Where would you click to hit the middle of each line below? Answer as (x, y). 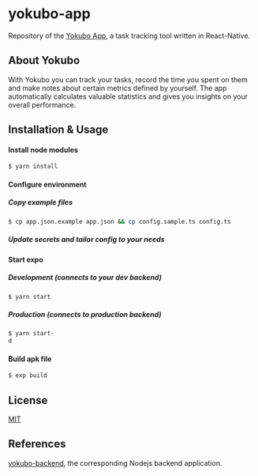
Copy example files (41, 202)
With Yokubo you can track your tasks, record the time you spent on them (128, 79)
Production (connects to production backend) (85, 315)
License (28, 400)
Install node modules (43, 149)
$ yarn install (33, 167)
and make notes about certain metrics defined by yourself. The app (118, 88)
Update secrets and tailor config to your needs (86, 240)
